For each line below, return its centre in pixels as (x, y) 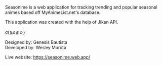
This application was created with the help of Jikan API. (62, 22)
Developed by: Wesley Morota (36, 47)
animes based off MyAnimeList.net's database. (53, 12)
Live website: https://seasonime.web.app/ (48, 57)
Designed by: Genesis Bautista (36, 42)
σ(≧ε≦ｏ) (15, 32)
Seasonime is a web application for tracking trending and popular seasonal (81, 7)
